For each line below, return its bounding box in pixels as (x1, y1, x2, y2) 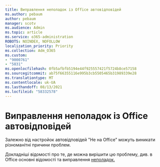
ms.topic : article (5, 30, 43, 35)
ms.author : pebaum (5, 12, 43, 17)
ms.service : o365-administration (5, 35, 73, 40)
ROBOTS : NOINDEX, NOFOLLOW (5, 39, 60, 44)
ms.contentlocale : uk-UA (5, 80, 56, 85)
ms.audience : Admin (5, 25, 45, 30)
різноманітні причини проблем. (5, 142, 71, 148)
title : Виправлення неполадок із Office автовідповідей (5, 7, 121, 12)
